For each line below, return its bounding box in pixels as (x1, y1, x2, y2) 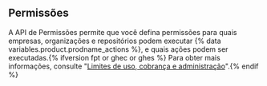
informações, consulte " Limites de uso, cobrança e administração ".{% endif (8, 61, 259, 71)
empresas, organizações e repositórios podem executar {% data (8, 36, 222, 45)
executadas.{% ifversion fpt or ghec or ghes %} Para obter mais (8, 53, 220, 62)
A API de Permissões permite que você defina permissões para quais (8, 27, 237, 37)
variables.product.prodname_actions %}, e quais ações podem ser (8, 44, 229, 54)
